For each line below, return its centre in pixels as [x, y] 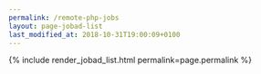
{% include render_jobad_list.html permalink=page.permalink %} [130, 60]
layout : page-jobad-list [56, 26]
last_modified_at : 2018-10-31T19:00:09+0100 [94, 34]
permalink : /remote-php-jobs [64, 18]
